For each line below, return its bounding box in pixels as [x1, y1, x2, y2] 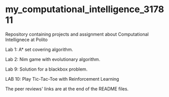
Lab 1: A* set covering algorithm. [5, 46, 74, 52]
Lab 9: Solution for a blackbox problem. [5, 66, 88, 72]
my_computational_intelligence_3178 [5, 4, 164, 15]
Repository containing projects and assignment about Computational [5, 31, 149, 37]
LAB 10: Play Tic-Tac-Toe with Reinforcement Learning [5, 76, 119, 82]
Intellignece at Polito [5, 37, 48, 43]
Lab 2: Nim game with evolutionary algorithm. [5, 56, 100, 62]
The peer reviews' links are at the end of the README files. [5, 85, 129, 92]
